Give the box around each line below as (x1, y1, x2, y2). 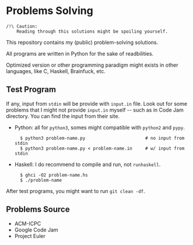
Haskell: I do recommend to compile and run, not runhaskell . (14, 161, 161, 168)
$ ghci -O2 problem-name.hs (20, 172, 89, 178)
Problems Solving (6, 4, 93, 18)
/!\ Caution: (6, 23, 38, 29)
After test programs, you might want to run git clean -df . (6, 187, 146, 194)
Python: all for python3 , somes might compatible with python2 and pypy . (14, 124, 185, 131)
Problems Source (6, 205, 70, 215)
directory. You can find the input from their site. (6, 112, 120, 119)
